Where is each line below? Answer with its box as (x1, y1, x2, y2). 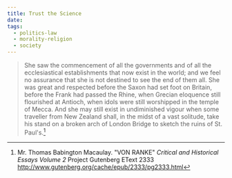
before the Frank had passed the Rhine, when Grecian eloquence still (23, 90, 221, 99)
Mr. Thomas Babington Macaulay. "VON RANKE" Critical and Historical (17, 148, 219, 156)
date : (7, 17, 23, 23)
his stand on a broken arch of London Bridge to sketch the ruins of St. (23, 120, 223, 128)
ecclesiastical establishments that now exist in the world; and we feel (23, 68, 221, 77)
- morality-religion (13, 36, 72, 43)
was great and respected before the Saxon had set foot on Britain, (23, 83, 213, 91)
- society (13, 42, 41, 49)
